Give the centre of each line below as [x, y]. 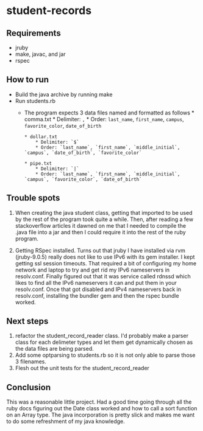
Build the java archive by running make [64, 94]
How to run [28, 80]
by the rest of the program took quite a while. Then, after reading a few [104, 219]
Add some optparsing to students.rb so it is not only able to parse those [105, 355]
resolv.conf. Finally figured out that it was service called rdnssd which [103, 276]
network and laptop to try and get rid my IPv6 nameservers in [92, 270]
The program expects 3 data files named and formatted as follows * [109, 113]
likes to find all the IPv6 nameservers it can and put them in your [96, 282]
